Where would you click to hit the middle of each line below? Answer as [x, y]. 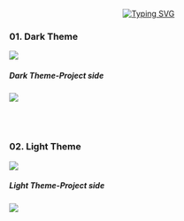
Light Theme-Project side [57, 186]
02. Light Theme [45, 147]
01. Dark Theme [44, 36]
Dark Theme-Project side [57, 75]
